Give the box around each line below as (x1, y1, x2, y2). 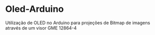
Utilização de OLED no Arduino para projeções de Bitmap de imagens (5, 20, 150, 26)
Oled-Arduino (5, 3, 64, 15)
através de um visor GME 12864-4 (5, 25, 77, 31)
